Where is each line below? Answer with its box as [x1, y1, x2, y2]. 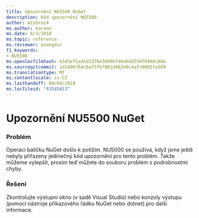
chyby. [6, 165, 23, 172]
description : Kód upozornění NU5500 [6, 14, 97, 20]
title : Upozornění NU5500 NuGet [6, 8, 86, 15]
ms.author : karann [6, 25, 52, 31]
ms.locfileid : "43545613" [6, 86, 70, 92]
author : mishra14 [6, 20, 49, 26]
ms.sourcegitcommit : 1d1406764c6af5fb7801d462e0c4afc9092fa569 [6, 64, 166, 70]
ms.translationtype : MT [6, 69, 65, 75]
